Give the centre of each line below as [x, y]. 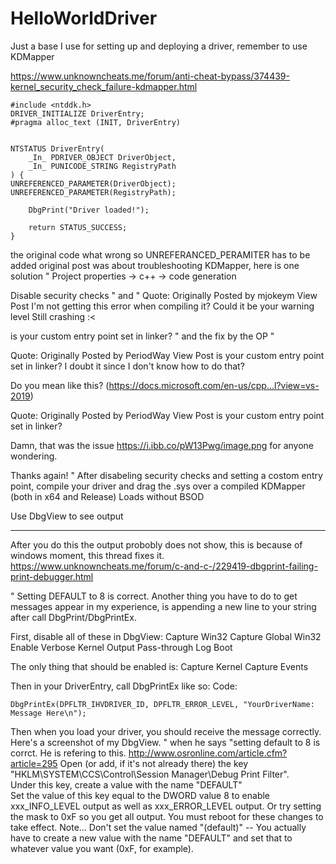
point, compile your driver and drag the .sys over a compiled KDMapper [158, 486]
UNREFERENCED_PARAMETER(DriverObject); [93, 183]
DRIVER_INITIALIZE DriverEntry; [77, 113]
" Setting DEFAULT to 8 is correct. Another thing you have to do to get [154, 596]
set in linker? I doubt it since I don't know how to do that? [127, 366]
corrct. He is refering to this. [68, 753]
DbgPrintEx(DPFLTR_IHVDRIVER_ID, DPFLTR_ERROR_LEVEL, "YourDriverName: [162, 704]
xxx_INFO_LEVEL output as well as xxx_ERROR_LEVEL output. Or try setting [166, 806]
